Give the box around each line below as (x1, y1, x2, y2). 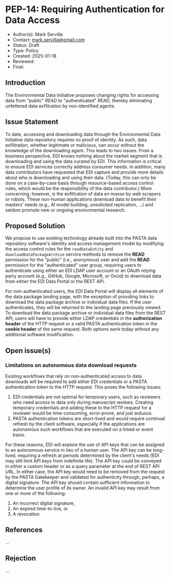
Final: (12, 64, 24, 70)
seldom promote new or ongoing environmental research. (5, 207, 126, 213)
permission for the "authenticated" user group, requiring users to (5, 262, 141, 268)
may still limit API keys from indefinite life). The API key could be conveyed (5, 458, 162, 464)
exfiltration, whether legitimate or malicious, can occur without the (5, 142, 145, 148)
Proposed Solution (5, 222, 65, 230)
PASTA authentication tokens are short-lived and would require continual (12, 416, 165, 422)
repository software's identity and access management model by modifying (5, 240, 164, 246)
